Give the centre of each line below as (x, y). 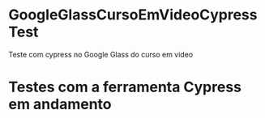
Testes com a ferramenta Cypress (125, 87)
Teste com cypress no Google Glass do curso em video (100, 54)
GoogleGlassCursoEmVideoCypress (133, 15)
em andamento (60, 105)
